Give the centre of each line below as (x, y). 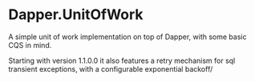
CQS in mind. (30, 45)
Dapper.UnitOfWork (76, 15)
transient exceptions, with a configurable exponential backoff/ (111, 68)
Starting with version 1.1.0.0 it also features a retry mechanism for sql (122, 61)
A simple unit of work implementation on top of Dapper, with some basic (127, 37)
